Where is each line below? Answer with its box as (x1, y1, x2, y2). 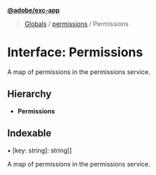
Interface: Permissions (7, 44, 143, 61)
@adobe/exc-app (7, 6, 60, 14)
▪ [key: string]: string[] (7, 146, 72, 155)
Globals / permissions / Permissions (24, 20, 129, 28)
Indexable (7, 127, 52, 140)
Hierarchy (7, 88, 52, 100)
